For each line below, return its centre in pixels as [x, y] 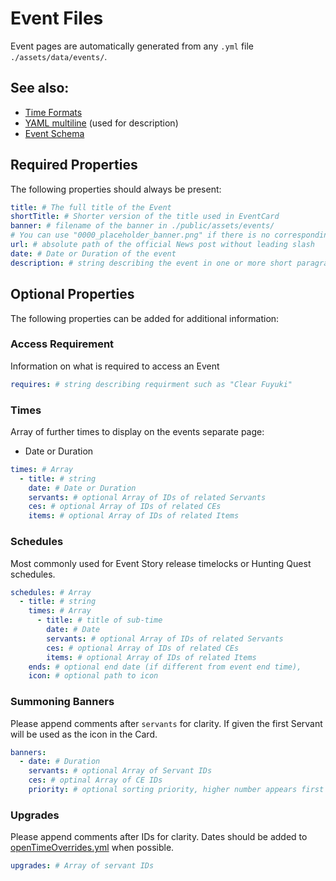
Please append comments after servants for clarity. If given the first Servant [166, 723]
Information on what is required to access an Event [115, 366]
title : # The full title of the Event [91, 207]
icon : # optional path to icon [93, 676]
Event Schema [54, 133]
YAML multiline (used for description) [101, 123]
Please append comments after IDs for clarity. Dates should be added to [159, 837]
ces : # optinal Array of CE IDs [95, 780]
